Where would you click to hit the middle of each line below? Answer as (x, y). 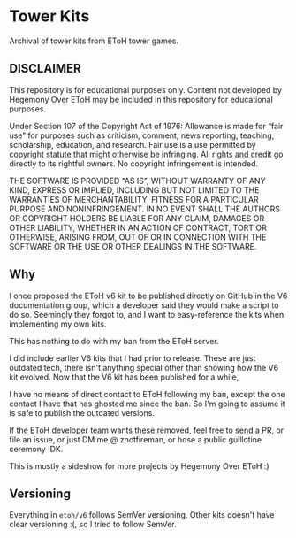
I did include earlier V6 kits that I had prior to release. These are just (133, 358)
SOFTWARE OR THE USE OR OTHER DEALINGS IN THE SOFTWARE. (133, 246)
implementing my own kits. (58, 324)
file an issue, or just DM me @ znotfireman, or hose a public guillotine (136, 439)
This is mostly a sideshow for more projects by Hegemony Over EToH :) (139, 465)
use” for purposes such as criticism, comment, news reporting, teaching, (142, 135)
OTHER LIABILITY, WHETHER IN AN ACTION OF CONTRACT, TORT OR (138, 227)
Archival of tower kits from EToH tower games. (94, 41)
